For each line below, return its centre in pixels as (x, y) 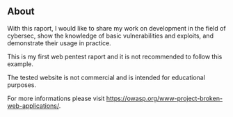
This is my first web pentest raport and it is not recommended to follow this (115, 56)
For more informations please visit (56, 98)
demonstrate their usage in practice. (59, 43)
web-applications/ (33, 106)
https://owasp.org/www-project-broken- (164, 98)
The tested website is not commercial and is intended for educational (106, 77)
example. (20, 64)
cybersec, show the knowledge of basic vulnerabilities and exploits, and (111, 36)
